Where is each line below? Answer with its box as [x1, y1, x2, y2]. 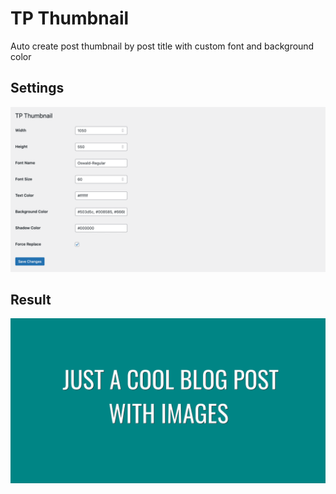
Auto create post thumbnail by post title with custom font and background [10, 40, 315, 52]
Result [10, 291, 52, 308]
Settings [10, 80, 65, 97]
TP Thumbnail [10, 7, 130, 30]
